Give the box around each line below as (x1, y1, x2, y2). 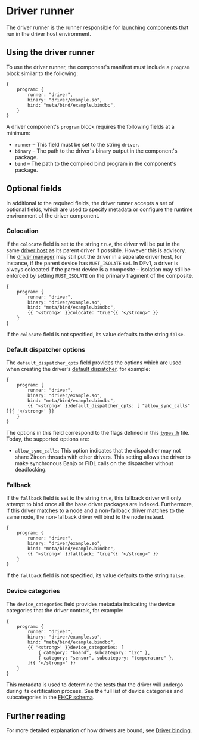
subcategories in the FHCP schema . (6, 693, 95, 701)
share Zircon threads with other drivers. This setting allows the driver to (14, 453, 191, 460)
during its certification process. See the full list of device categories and (6, 687, 184, 694)
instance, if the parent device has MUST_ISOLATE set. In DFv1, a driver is (6, 259, 179, 267)
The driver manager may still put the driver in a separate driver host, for (6, 253, 182, 260)
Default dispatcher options (6, 345, 85, 354)
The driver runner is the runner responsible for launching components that (6, 24, 189, 31)
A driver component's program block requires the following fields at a (6, 123, 175, 130)
